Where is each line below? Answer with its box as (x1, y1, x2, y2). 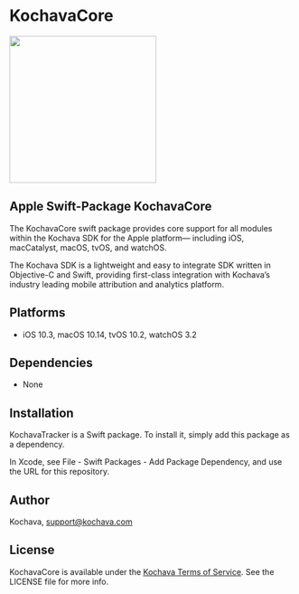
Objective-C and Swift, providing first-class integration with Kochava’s (9, 269, 271, 280)
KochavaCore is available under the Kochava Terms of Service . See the (9, 566, 275, 577)
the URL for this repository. (9, 467, 110, 477)
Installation (9, 405, 74, 420)
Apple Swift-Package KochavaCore (9, 199, 212, 214)
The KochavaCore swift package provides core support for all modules (9, 222, 273, 233)
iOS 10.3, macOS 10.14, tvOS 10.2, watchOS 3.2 (22, 329, 197, 340)
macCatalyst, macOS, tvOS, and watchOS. (9, 241, 167, 253)
